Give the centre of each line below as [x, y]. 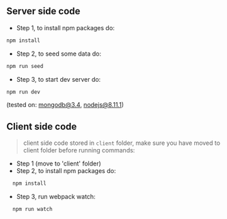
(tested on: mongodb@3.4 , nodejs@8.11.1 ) [65, 105]
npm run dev [23, 92]
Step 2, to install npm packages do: [66, 171]
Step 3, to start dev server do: [58, 79]
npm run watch [32, 209]
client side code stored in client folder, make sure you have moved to [121, 143]
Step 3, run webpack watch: [56, 197]
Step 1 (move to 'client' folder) [59, 163]
